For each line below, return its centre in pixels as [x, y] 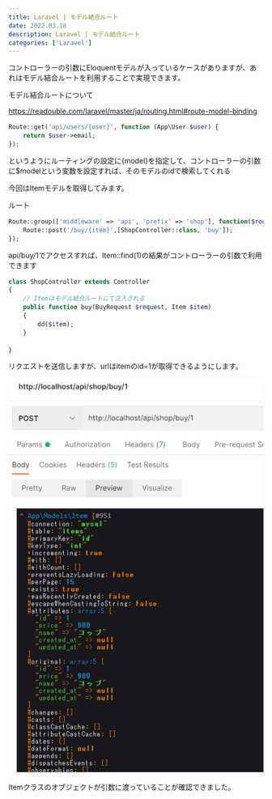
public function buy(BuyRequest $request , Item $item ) [117, 308]
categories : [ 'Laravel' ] [50, 43]
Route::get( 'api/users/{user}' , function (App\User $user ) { [114, 127]
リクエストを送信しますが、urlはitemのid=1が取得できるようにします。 [125, 366]
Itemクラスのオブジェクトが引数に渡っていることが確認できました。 [122, 787]
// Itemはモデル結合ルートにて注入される [84, 299]
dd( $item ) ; [56, 324]
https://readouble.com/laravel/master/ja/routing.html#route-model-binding [133, 111]
